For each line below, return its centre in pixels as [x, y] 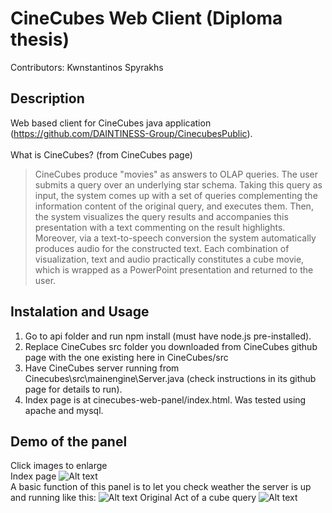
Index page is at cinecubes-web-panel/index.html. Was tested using [165, 399]
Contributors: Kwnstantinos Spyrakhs [87, 67]
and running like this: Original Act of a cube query [133, 498]
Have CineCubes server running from [102, 368]
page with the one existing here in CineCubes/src [126, 357]
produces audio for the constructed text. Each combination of [162, 248]
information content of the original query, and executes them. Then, [174, 206]
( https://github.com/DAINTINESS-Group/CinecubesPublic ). [131, 133]
